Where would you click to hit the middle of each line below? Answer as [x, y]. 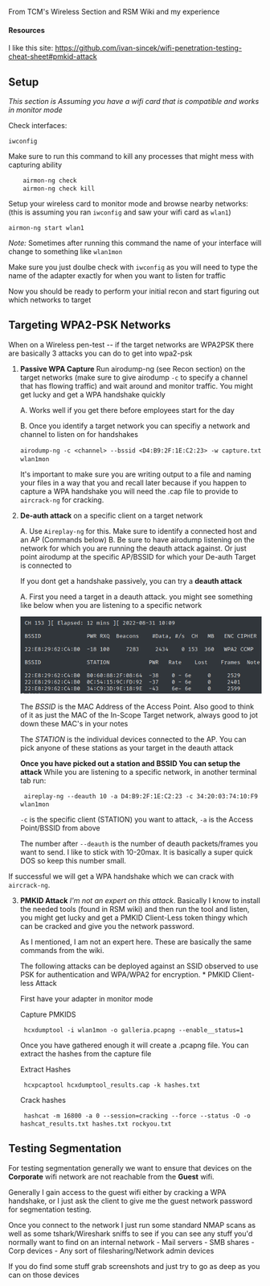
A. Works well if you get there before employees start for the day [127, 410]
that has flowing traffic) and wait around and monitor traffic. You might [136, 385]
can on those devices [44, 1275]
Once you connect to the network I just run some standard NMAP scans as [132, 1225]
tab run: [33, 780]
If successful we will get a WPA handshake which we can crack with [121, 876]
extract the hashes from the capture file [86, 1053]
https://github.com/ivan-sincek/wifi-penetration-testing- [149, 48]
